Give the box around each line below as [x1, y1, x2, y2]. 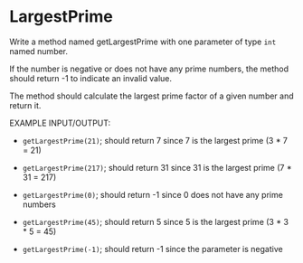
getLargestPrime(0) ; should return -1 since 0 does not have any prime [22, 189, 283, 200]
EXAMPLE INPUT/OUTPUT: [9, 117, 111, 128]
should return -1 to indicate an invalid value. [9, 72, 173, 83]
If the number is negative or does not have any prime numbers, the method [9, 63, 289, 74]
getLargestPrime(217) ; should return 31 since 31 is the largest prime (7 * [22, 162, 292, 173]
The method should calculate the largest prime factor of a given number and [9, 90, 294, 101]
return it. [9, 99, 42, 110]
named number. [9, 45, 69, 56]
